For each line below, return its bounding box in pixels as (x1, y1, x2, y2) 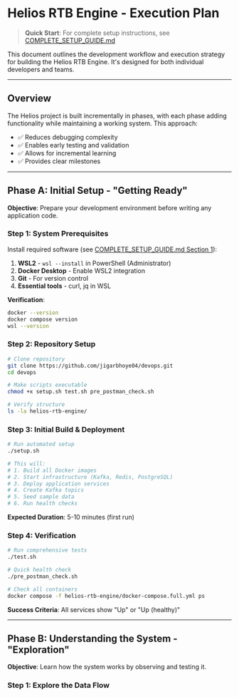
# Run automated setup (7, 440, 75, 448)
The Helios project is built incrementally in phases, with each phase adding (7, 111, 228, 120)
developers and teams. (7, 65, 75, 73)
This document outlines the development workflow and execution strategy (7, 50, 225, 58)
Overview (7, 93, 52, 105)
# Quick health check (7, 567, 72, 574)
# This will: (7, 460, 46, 468)
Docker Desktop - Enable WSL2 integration (17, 266, 146, 275)
